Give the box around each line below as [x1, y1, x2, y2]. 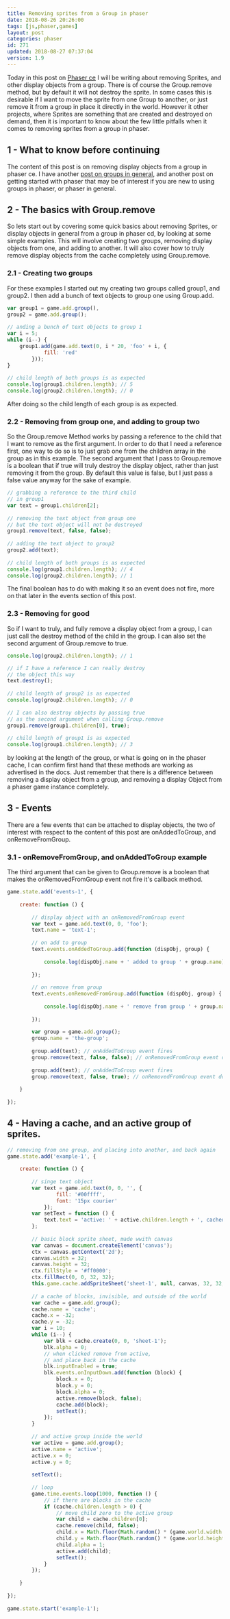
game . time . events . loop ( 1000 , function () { [31, 1490, 157, 1497]
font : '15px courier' [55, 1197, 118, 1204]
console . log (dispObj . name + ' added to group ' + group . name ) [43, 959, 225, 965]
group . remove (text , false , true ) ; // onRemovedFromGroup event [31, 1073, 216, 1080]
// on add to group [31, 939, 88, 946]
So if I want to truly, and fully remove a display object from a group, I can [7, 624, 212, 632]
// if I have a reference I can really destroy [7, 665, 146, 671]
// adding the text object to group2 [7, 541, 115, 547]
